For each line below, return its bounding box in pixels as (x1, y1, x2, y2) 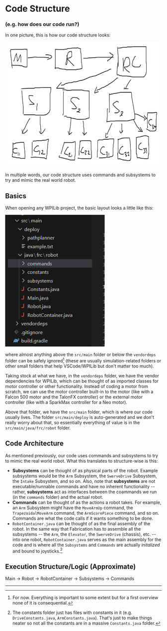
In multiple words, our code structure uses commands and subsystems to (5, 172, 156, 178)
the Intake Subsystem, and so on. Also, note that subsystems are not (12, 478, 156, 484)
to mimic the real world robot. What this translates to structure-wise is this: (5, 458, 158, 464)
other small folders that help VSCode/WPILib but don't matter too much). (5, 363, 154, 369)
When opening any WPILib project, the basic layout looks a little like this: (5, 205, 154, 211)
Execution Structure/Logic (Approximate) (5, 562, 136, 571)
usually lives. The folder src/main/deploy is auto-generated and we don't (5, 414, 155, 420)
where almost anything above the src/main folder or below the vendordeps (5, 351, 156, 357)
